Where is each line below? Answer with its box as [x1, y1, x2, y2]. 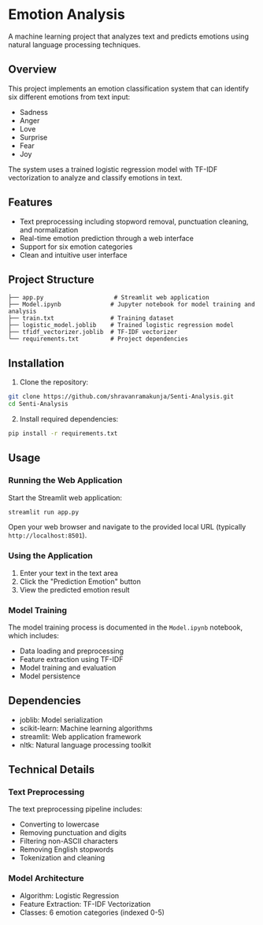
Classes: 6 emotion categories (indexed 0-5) [19, 908, 165, 917]
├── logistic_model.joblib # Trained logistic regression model [8, 321, 235, 329]
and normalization [19, 225, 79, 234]
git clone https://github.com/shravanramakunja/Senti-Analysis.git [8, 392, 235, 401]
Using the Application [8, 550, 93, 561]
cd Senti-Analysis [8, 400, 69, 408]
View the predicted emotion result [19, 585, 130, 594]
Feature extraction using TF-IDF [19, 654, 124, 663]
